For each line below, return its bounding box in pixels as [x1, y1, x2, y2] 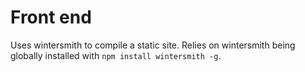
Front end [10, 6, 92, 29]
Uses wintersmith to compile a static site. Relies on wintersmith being [10, 39, 296, 51]
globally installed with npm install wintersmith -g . [10, 49, 222, 61]
